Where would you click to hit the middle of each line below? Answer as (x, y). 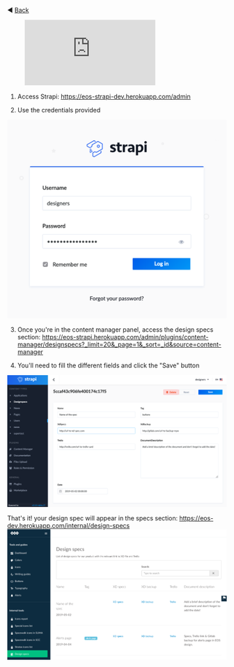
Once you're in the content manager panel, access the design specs (115, 330)
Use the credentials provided (59, 110)
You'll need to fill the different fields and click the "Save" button (108, 365)
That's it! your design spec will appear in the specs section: (93, 518)
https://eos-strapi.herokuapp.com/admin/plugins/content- (125, 337)
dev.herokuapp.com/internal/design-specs (69, 525)
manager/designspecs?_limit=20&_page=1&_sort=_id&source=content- (119, 344)
